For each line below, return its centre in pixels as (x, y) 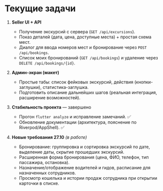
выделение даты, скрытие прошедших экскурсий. (71, 152)
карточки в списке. (39, 183)
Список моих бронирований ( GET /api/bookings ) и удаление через (89, 57)
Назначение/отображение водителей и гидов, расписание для (85, 167)
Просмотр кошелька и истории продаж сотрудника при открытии (88, 178)
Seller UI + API (27, 22)
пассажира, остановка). (44, 162)
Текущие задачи (40, 9)
